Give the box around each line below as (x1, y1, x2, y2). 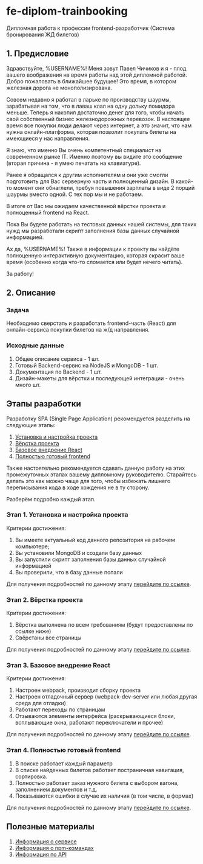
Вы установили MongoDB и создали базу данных (15, 549, 142, 556)
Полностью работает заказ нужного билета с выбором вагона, (15, 779, 179, 786)
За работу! (6, 270, 35, 277)
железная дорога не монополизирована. (6, 84, 112, 91)
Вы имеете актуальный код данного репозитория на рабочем (15, 536, 176, 543)
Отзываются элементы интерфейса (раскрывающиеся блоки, (15, 712, 176, 720)
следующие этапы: (6, 421, 56, 428)
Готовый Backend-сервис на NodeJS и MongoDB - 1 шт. (15, 361, 159, 369)
